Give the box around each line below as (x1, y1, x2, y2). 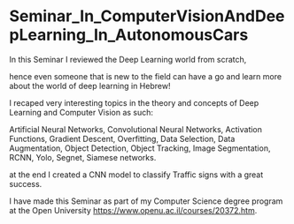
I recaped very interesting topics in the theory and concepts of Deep (9, 97, 259, 108)
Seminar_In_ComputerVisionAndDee (9, 6, 285, 26)
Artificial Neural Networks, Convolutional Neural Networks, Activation (9, 123, 263, 134)
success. (9, 178, 43, 189)
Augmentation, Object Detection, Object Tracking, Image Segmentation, (9, 143, 271, 153)
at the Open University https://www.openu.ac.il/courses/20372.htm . (9, 205, 258, 215)
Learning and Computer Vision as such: (9, 107, 153, 117)
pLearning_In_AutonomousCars (9, 25, 249, 45)
